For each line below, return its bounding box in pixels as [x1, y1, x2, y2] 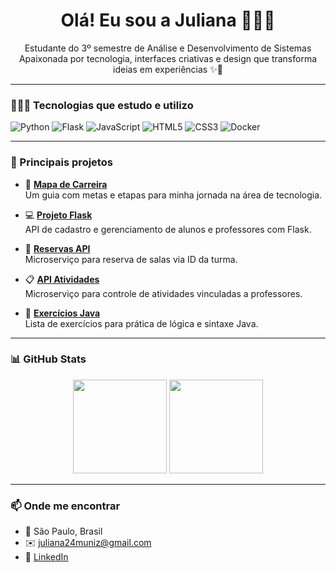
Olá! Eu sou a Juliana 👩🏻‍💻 [60, 9, 276, 32]
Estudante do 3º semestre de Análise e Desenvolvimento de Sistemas [24, 42, 312, 54]
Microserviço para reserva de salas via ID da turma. [24, 253, 238, 265]
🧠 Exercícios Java [24, 307, 101, 319]
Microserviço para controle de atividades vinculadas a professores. [24, 287, 303, 299]
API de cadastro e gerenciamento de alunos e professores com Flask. [24, 223, 312, 235]
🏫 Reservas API [24, 242, 91, 254]
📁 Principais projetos [10, 155, 113, 169]
